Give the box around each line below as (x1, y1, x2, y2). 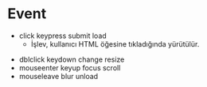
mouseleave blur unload (18, 71, 99, 81)
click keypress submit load (18, 31, 107, 40)
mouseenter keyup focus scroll (18, 62, 121, 72)
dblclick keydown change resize (18, 55, 125, 64)
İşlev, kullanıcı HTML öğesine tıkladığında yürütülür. (30, 39, 200, 48)
